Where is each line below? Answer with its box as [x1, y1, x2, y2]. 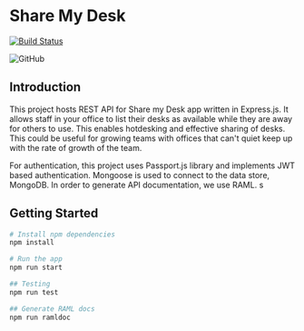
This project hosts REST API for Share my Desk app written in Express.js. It [9, 104, 289, 115]
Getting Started [9, 206, 99, 221]
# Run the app [9, 255, 64, 264]
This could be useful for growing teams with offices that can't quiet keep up [9, 133, 293, 144]
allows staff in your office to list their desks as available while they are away [9, 113, 293, 124]
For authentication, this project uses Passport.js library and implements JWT [9, 160, 295, 171]
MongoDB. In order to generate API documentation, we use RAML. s [9, 179, 264, 190]
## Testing [9, 279, 51, 289]
